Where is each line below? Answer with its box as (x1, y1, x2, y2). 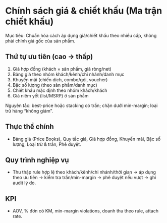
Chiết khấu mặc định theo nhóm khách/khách (12, 87, 107, 93)
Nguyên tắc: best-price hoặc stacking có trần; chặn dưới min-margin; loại (5, 102, 158, 108)
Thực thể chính (5, 123, 54, 131)
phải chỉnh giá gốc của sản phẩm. (5, 38, 76, 44)
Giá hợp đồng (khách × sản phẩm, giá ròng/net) (12, 66, 112, 72)
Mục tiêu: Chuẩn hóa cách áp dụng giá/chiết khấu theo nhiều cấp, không (5, 32, 157, 38)
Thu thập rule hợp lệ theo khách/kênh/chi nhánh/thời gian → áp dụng (12, 169, 156, 175)
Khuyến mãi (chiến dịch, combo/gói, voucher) (12, 76, 108, 83)
